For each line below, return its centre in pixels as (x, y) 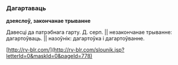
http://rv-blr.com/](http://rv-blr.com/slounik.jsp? (66, 50)
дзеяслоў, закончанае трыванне (48, 21)
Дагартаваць (26, 8)
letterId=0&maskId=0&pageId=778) (49, 56)
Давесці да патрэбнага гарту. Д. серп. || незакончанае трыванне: (89, 32)
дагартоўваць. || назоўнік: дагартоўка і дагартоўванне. (75, 39)
